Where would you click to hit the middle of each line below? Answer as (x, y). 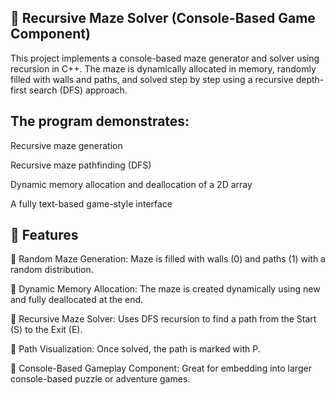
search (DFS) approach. (78, 90)
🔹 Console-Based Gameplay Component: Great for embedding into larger (161, 368)
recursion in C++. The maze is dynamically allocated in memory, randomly (163, 68)
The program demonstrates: (100, 121)
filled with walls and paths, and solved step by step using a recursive (152, 79)
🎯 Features (44, 235)
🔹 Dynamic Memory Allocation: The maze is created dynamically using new (165, 289)
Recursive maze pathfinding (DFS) (81, 165)
